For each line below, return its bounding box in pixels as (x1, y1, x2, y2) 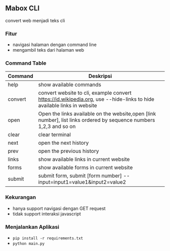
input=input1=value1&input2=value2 (38, 179, 126, 186)
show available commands (38, 81, 101, 88)
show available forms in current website (38, 164, 133, 171)
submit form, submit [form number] (38, 172, 122, 179)
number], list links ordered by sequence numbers (38, 116, 155, 123)
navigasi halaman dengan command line (12, 41, 97, 48)
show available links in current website (38, 156, 130, 163)
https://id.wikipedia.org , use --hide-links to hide (38, 96, 154, 103)
